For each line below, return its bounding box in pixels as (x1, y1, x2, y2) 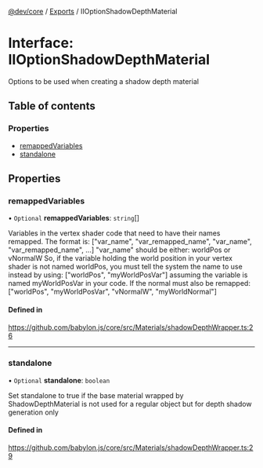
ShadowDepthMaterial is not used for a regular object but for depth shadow (8, 399, 252, 408)
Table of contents (8, 100, 95, 113)
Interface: (8, 35, 74, 52)
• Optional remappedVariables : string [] (8, 214, 139, 223)
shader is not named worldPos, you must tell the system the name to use (8, 262, 243, 272)
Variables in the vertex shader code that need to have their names (8, 229, 221, 238)
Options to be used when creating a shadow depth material (8, 76, 200, 86)
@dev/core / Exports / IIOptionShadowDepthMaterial (8, 7, 178, 16)
